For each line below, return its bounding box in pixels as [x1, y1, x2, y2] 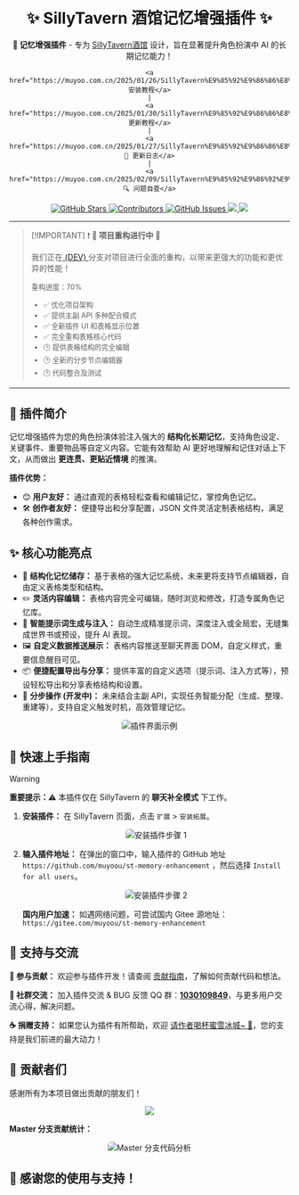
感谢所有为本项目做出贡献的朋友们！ [9, 1087, 142, 1098]
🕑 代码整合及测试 [43, 367, 102, 377]
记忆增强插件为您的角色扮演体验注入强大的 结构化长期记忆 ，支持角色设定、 [9, 432, 285, 442]
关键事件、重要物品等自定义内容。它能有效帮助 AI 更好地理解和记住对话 [9, 442, 271, 453]
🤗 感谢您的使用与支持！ [9, 1170, 137, 1186]
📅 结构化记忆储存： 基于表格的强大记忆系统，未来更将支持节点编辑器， [21, 571, 282, 581]
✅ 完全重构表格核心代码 [43, 332, 122, 342]
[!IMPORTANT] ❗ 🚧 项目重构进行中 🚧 [30, 229, 161, 241]
